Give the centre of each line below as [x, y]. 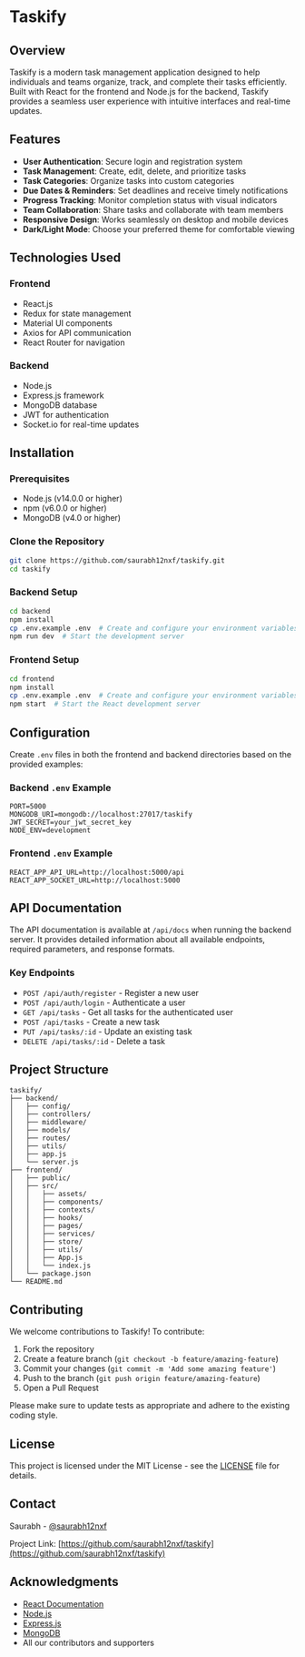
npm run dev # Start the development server [97, 636]
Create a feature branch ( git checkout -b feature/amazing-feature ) [151, 1359]
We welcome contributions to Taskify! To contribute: [107, 1332]
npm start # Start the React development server [105, 704]
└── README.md [36, 1282]
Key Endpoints [42, 973]
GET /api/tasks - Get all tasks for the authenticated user [128, 1011]
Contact [33, 1504]
